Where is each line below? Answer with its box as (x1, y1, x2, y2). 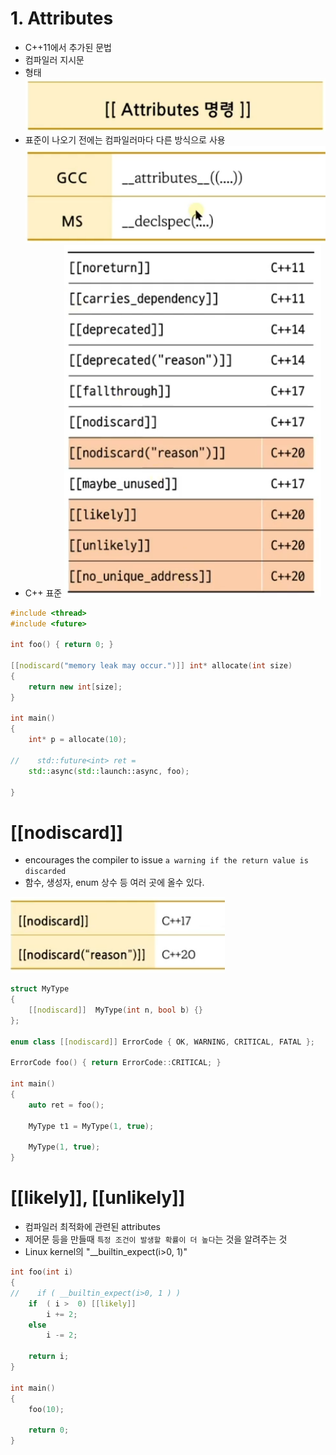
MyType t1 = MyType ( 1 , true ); (28, 1121, 155, 1131)
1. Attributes (10, 7, 114, 30)
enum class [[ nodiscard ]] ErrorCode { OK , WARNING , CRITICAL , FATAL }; (10, 1037, 315, 1047)
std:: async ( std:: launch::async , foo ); (28, 766, 190, 776)
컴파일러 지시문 (24, 53, 85, 66)
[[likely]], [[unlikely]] (10, 1187, 186, 1209)
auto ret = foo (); (28, 1100, 105, 1110)
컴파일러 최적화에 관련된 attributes (24, 1221, 161, 1233)
